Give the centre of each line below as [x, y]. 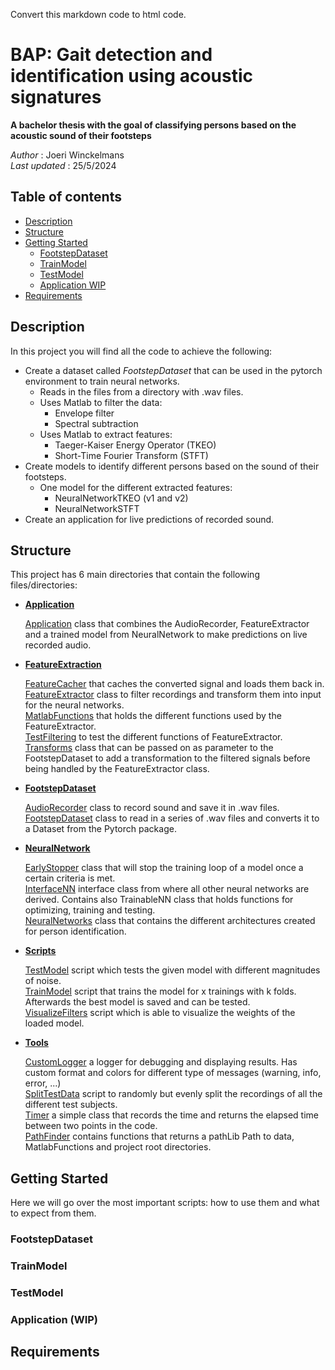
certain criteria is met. [70, 878]
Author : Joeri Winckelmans [67, 155]
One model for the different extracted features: [136, 487]
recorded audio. [58, 645]
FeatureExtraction [63, 665]
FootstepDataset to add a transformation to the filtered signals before [167, 758]
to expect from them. [53, 1213]
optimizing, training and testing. [90, 910]
